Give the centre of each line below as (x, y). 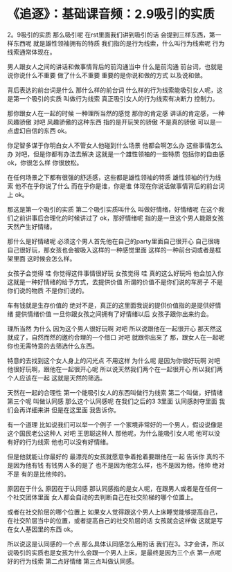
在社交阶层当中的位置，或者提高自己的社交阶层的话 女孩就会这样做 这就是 (112, 520)
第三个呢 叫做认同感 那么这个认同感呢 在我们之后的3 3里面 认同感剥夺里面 (112, 401)
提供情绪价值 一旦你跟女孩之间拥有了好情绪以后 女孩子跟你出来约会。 (114, 314)
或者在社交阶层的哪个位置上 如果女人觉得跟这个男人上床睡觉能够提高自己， (114, 512)
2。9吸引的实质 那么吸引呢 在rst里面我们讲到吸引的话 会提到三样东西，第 (111, 35)
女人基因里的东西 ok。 (45, 529)
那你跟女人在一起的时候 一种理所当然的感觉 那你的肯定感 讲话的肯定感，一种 (116, 113)
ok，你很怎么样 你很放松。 (45, 163)
